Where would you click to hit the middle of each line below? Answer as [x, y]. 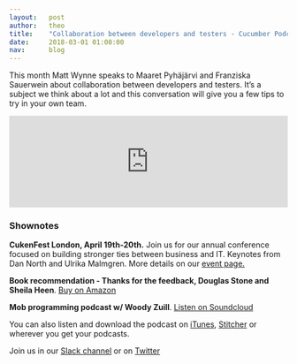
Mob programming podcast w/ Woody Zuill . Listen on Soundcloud [131, 307]
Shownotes [34, 226]
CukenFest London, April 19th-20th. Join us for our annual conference [139, 245]
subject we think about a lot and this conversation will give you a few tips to [147, 95]
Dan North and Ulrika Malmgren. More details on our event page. [127, 264]
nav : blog [37, 50]
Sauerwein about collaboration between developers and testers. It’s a [135, 85]
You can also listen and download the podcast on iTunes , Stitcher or [133, 324]
